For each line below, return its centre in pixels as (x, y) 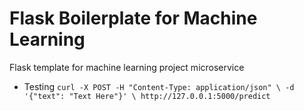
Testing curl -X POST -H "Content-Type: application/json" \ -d (159, 86)
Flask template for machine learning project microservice (127, 67)
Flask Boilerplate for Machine (133, 18)
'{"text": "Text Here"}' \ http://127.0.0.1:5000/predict (147, 96)
